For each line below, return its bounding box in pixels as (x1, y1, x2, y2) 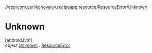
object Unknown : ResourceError (5, 42, 70, 48)
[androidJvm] (5, 37, 33, 43)
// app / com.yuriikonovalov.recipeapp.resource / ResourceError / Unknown (5, 4, 147, 10)
